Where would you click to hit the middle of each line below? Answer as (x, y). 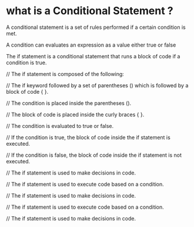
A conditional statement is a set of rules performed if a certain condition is (96, 27)
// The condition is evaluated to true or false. (60, 126)
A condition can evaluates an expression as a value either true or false (91, 45)
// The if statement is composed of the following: (65, 74)
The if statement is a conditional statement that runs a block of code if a (93, 56)
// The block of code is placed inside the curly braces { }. (75, 114)
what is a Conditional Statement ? (90, 11)
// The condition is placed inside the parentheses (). (69, 103)
